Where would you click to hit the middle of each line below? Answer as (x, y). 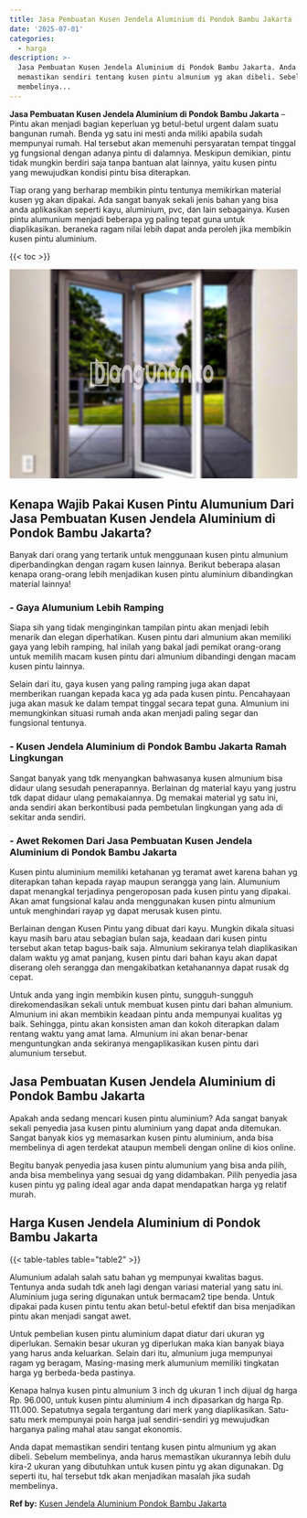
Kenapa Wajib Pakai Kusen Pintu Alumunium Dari (152, 504)
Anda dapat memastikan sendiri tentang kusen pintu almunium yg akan (143, 1447)
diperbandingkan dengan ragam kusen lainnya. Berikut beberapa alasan (145, 565)
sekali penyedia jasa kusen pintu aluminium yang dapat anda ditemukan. (146, 1128)
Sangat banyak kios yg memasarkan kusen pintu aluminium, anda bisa (142, 1138)
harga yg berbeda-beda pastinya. (73, 1373)
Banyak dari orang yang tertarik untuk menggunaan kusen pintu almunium (149, 555)
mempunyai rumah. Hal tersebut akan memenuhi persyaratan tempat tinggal (153, 143)
